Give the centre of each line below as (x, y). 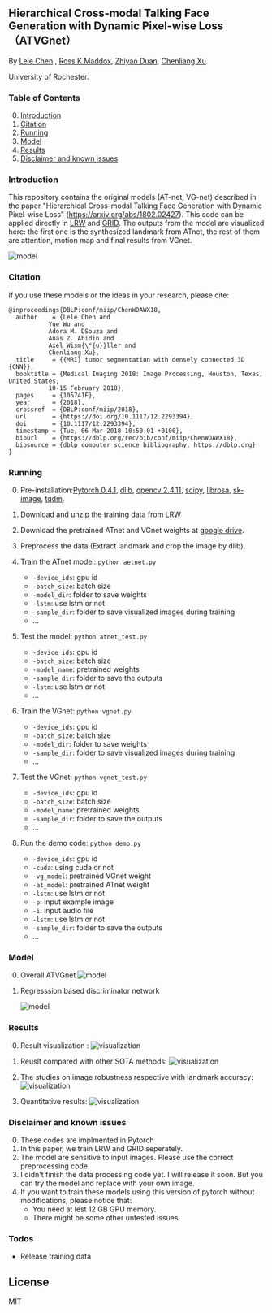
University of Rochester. (49, 76)
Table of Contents (45, 97)
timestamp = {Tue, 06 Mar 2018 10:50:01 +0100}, (99, 431)
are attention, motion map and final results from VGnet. (100, 240)
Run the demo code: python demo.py (80, 843)
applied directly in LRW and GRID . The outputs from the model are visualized (136, 223)
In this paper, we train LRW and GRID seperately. (101, 1148)
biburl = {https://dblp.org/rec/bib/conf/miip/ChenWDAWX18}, (127, 438)
